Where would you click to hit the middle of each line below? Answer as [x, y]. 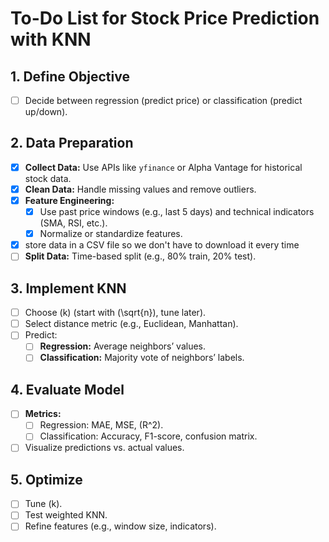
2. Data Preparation [72, 143]
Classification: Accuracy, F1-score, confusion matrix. [148, 436]
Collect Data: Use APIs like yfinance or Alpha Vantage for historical [163, 167]
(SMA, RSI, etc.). [73, 223]
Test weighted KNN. [66, 515]
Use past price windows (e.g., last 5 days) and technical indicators [177, 212]
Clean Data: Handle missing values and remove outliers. [140, 189]
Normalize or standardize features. [111, 234]
